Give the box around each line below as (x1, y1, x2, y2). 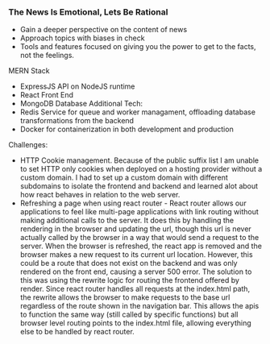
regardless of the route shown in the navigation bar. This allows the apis (19, 301, 260, 311)
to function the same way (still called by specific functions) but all (19, 309, 239, 320)
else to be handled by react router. (19, 327, 135, 337)
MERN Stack (8, 66, 50, 76)
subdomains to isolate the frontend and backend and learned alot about (19, 181, 259, 191)
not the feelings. (19, 51, 75, 60)
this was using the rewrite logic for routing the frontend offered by (19, 276, 240, 285)
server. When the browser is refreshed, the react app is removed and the (19, 241, 262, 251)
